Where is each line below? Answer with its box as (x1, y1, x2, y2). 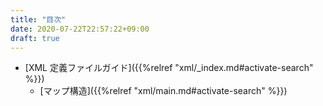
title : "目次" (10, 14, 67, 25)
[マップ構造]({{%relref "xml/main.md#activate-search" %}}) (39, 85, 288, 97)
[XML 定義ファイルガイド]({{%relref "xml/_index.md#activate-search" (24, 62, 314, 74)
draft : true (10, 33, 60, 43)
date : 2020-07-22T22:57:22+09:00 (10, 24, 150, 34)
